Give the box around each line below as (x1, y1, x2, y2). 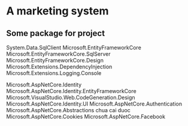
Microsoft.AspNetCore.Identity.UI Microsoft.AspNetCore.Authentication (6, 100, 183, 107)
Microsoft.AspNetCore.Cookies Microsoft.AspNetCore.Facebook (6, 113, 166, 120)
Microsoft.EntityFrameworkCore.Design (6, 57, 104, 64)
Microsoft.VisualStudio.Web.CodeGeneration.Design (6, 94, 136, 101)
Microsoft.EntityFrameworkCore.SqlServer (6, 50, 111, 58)
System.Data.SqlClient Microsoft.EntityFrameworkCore (6, 44, 142, 51)
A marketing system (6, 4, 109, 18)
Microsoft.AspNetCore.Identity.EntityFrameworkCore (6, 88, 137, 94)
